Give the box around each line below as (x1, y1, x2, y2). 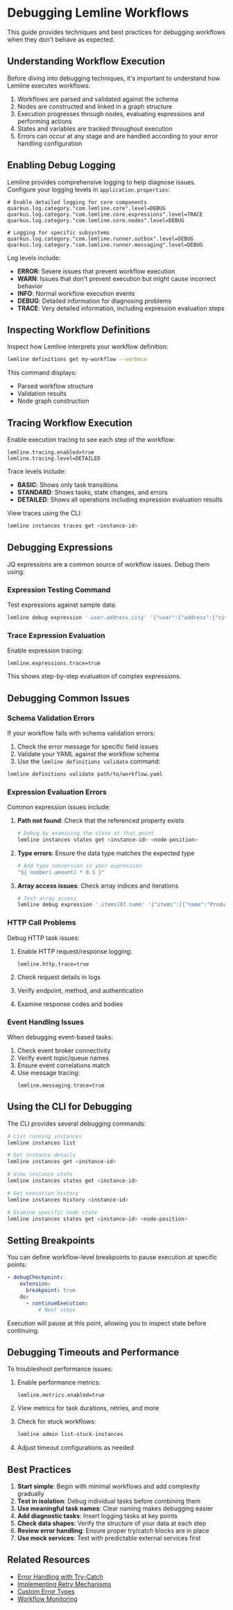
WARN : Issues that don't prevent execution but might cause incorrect (17, 274, 216, 282)
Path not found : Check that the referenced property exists (17, 816, 184, 825)
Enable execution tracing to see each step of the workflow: (7, 436, 175, 444)
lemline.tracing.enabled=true (7, 449, 95, 456)
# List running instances (7, 1133, 82, 1140)
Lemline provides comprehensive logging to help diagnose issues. (7, 177, 196, 186)
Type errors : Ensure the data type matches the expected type (17, 849, 195, 857)
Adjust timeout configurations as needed (17, 1444, 134, 1452)
